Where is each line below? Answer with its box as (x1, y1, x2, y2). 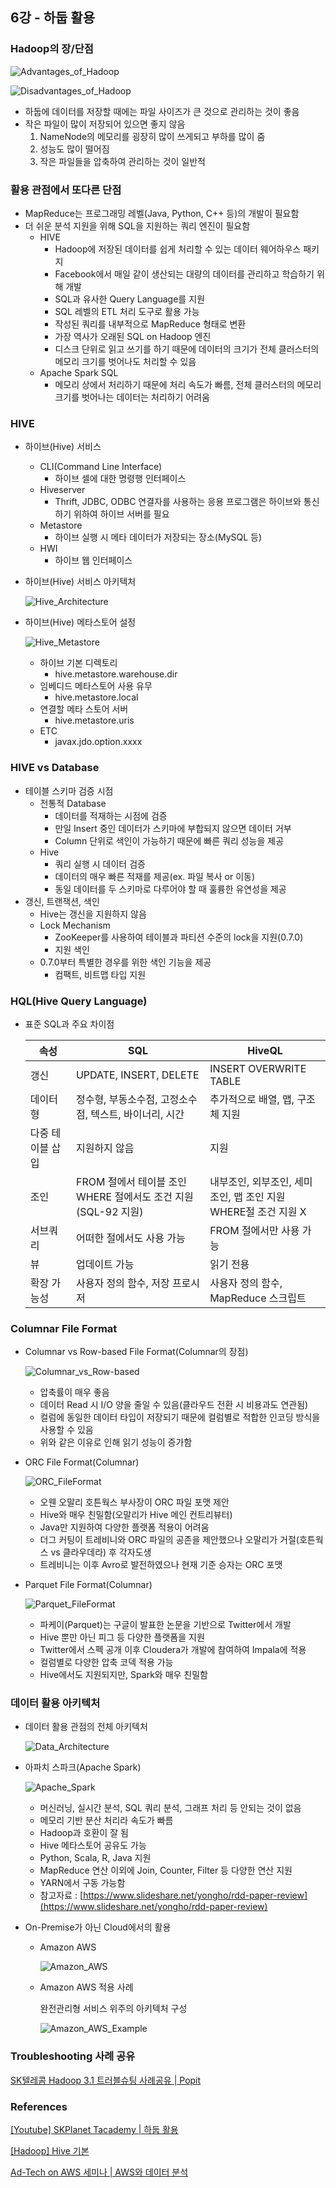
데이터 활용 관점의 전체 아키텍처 (24, 1721, 148, 1733)
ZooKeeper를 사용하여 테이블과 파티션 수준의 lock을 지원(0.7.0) (54, 931, 304, 943)
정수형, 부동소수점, (75, 1092, 158, 1106)
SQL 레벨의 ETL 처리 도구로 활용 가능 (54, 305, 200, 317)
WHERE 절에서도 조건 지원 (75, 1189, 194, 1203)
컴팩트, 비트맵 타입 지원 (54, 968, 147, 980)
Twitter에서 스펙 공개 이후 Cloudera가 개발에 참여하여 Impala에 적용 (39, 1644, 307, 1656)
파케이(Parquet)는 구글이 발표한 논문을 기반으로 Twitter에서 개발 (39, 1619, 292, 1631)
